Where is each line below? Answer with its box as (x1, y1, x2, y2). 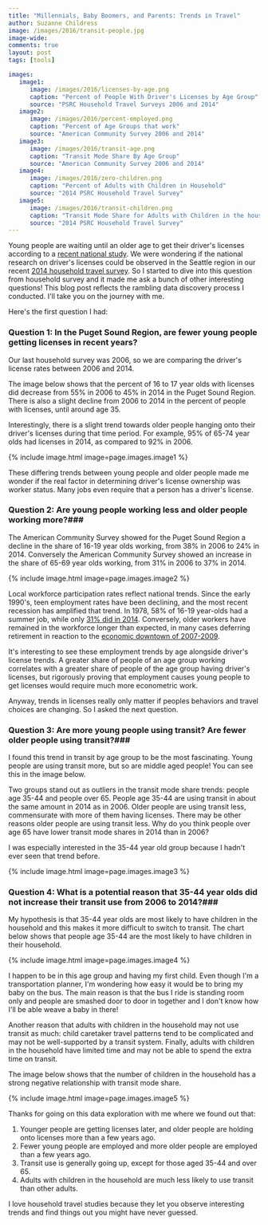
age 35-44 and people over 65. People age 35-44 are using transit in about (8, 794, 257, 803)
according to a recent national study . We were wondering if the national (8, 249, 243, 259)
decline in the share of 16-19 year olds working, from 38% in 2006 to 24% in (8, 541, 260, 550)
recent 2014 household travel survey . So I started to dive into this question (8, 266, 253, 276)
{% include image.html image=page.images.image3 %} (8, 867, 190, 876)
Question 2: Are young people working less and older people (8, 504, 248, 515)
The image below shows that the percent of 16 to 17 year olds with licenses (8, 379, 255, 388)
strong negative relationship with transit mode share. (8, 1078, 182, 1088)
